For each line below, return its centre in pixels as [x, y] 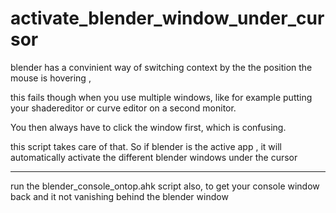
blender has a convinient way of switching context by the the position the [161, 67]
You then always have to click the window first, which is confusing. [148, 127]
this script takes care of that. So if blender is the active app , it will [146, 146]
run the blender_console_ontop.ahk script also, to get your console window [165, 186]
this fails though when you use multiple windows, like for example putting [161, 97]
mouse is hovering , [51, 78]
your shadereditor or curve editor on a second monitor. [123, 108]
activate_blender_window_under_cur [167, 18]
